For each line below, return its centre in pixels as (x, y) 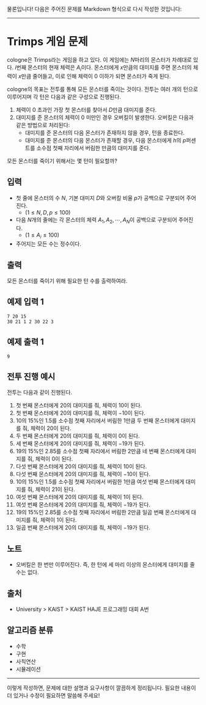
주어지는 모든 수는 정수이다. (49, 244)
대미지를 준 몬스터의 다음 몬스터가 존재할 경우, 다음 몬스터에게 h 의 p (105, 140)
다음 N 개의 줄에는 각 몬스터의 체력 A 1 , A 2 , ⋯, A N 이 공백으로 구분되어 (96, 220)
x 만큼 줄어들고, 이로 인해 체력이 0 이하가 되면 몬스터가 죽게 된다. (94, 76)
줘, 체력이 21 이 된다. (51, 489)
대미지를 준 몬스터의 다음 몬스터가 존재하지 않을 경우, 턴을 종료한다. (105, 133)
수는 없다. (27, 572)
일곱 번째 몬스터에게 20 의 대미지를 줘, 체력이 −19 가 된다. (83, 528)
